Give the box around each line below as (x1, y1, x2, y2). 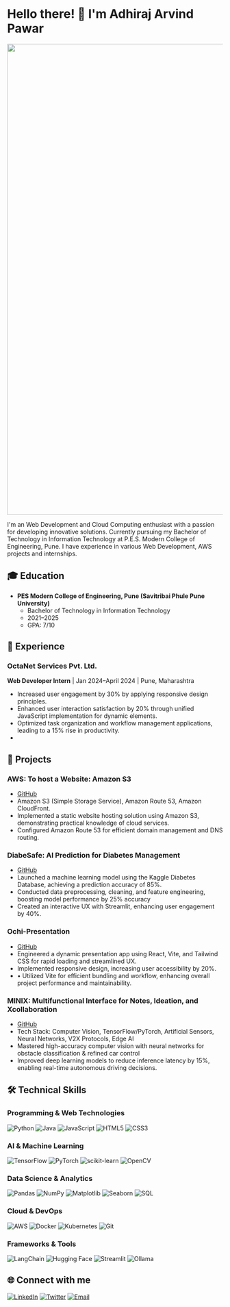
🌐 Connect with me (7, 1274, 91, 1286)
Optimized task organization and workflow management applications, (16, 719, 213, 727)
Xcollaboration (7, 1004, 57, 1014)
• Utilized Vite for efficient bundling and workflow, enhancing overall (16, 971, 210, 980)
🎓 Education (7, 570, 65, 582)
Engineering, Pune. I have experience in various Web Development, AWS (7, 542, 212, 550)
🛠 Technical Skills (7, 1084, 87, 1096)
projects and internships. (7, 549, 77, 558)
